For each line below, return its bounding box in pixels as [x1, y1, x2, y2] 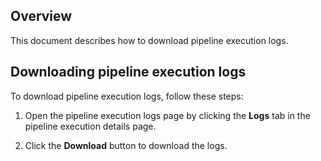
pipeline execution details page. [24, 120, 157, 132]
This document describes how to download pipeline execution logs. [10, 34, 289, 46]
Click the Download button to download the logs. [24, 139, 228, 151]
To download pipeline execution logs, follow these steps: [10, 90, 244, 102]
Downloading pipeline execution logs [10, 64, 247, 81]
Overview [10, 8, 73, 25]
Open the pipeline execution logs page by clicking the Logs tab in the [24, 109, 311, 121]
